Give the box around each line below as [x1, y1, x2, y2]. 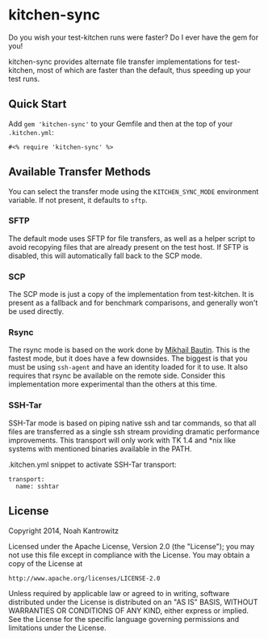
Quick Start [8, 97, 67, 111]
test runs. [8, 74, 40, 83]
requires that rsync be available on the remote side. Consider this [8, 370, 226, 381]
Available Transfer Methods [8, 165, 151, 179]
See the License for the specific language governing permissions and [8, 614, 240, 624]
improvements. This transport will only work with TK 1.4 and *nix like [8, 435, 237, 445]
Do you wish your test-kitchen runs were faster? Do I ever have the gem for [8, 32, 259, 42]
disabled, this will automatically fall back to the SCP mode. [8, 251, 203, 260]
